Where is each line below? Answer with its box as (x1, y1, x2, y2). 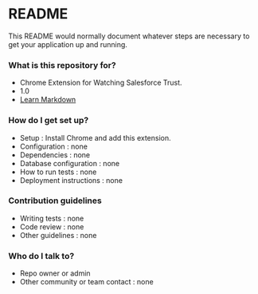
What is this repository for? (8, 59, 117, 70)
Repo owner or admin (19, 268, 91, 278)
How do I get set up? (8, 115, 89, 126)
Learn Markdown (19, 95, 76, 105)
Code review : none (19, 221, 84, 232)
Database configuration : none (19, 158, 120, 168)
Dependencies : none (19, 149, 91, 160)
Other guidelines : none (19, 230, 97, 240)
